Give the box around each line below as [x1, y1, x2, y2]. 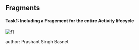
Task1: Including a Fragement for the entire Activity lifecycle [5, 17, 134, 24]
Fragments [5, 4, 40, 12]
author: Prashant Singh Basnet [5, 38, 69, 44]
